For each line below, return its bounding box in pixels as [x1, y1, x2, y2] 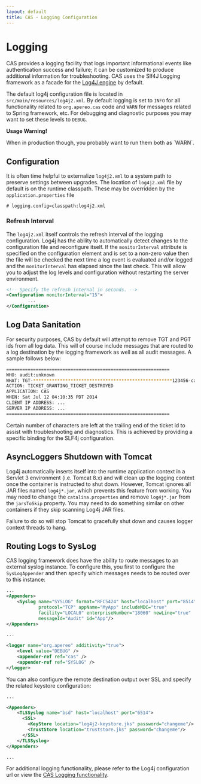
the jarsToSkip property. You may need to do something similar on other [6, 499, 184, 506]
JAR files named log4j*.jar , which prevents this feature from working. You [6, 487, 191, 494]
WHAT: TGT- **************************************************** [6, 378, 172, 384]
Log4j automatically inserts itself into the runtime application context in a [6, 467, 185, 475]
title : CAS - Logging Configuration [6, 14, 98, 20]
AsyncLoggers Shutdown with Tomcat [6, 452, 153, 462]
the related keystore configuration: [6, 682, 92, 689]
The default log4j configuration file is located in [6, 90, 123, 98]
